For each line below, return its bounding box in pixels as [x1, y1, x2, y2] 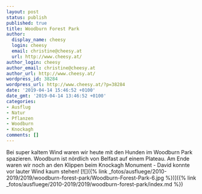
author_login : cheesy [6, 59, 61, 65]
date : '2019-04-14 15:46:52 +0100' [6, 87, 96, 93]
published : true [6, 20, 47, 26]
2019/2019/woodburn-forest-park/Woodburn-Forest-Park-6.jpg [6, 174, 164, 181]
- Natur [6, 110, 26, 116]
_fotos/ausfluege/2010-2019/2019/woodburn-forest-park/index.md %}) [6, 180, 183, 187]
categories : [6, 98, 36, 104]
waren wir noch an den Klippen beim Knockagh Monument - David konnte [6, 161, 190, 169]
